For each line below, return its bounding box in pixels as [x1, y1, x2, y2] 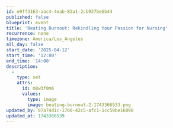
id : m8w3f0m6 [21, 86, 55, 91]
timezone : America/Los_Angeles [6, 36, 84, 42]
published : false [6, 14, 49, 20]
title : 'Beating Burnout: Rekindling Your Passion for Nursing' [6, 25, 168, 31]
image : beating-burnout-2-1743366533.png [27, 101, 132, 108]
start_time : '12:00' [6, 52, 57, 58]
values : [21, 91, 41, 97]
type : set [17, 74, 41, 80]
